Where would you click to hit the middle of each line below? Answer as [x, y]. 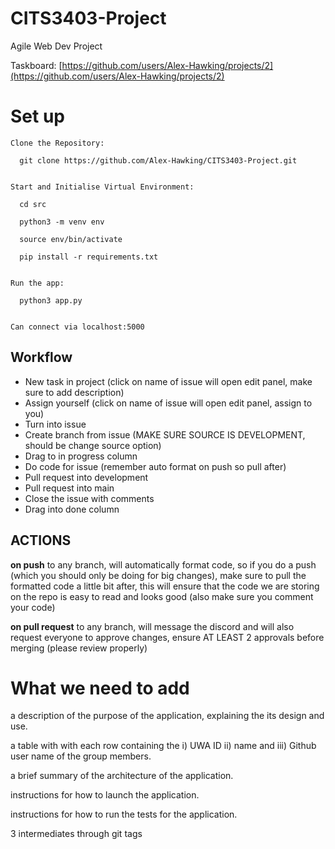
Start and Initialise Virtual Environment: [102, 187]
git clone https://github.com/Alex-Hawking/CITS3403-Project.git [158, 160]
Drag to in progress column [81, 456]
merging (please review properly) [79, 648]
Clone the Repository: [57, 143]
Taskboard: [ [36, 65]
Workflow [41, 357]
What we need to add [100, 688]
